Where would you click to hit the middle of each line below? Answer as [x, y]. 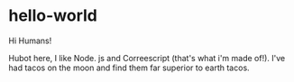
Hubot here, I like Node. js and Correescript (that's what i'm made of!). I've [147, 58]
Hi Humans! [30, 41]
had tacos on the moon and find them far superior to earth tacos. [129, 68]
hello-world [53, 16]
